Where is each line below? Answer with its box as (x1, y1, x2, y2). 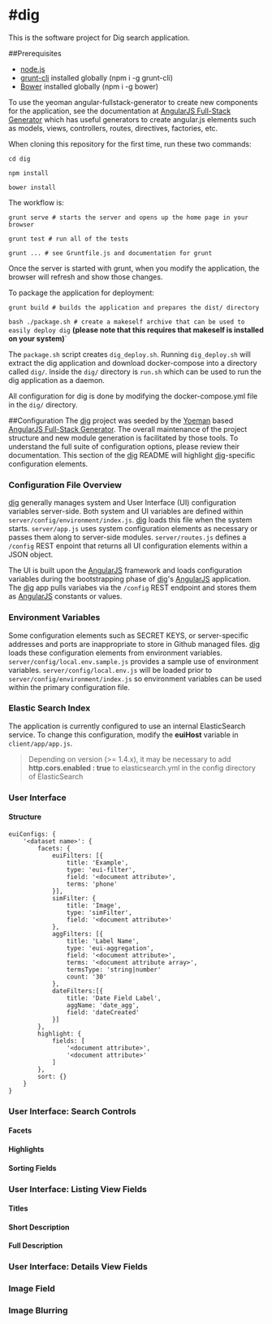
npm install (8, 169, 49, 177)
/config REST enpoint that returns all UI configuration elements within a (8, 541, 248, 551)
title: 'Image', (66, 901, 122, 909)
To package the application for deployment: (8, 288, 154, 297)
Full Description (8, 1241, 63, 1251)
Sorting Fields (8, 1163, 57, 1172)
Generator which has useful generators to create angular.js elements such (8, 114, 257, 124)
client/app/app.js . (8, 738, 73, 748)
